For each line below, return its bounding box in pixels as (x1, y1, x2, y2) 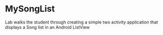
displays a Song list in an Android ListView (5, 24, 90, 30)
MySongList (5, 3, 55, 14)
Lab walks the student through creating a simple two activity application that (5, 19, 158, 25)
